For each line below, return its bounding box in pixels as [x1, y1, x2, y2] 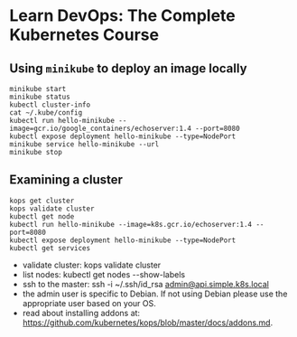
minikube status [9, 92, 70, 101]
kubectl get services [9, 243, 91, 253]
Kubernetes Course [9, 24, 160, 45]
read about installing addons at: [22, 307, 141, 318]
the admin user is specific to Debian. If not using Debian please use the [22, 288, 288, 299]
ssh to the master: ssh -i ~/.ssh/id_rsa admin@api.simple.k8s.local [22, 278, 269, 289]
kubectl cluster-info [9, 100, 91, 109]
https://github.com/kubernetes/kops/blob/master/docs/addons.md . [22, 317, 274, 328]
